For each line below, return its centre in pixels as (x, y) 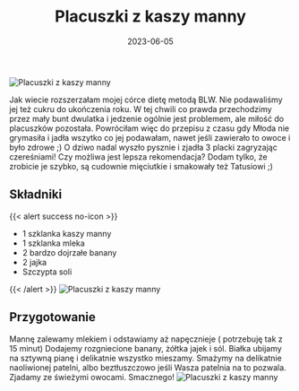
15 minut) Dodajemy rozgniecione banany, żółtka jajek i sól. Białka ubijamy (145, 348)
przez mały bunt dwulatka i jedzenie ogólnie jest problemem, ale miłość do (147, 118)
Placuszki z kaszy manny (150, 17)
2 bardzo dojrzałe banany (69, 252)
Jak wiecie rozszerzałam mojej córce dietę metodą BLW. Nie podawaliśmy (146, 100)
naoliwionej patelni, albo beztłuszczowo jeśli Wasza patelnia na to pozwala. (148, 367)
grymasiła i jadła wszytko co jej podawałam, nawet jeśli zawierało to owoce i (150, 137)
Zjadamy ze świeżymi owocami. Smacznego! (92, 377)
